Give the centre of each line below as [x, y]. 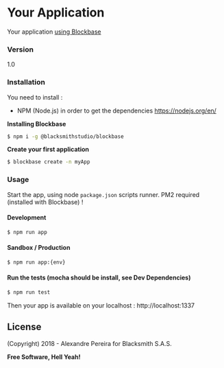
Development [27, 218]
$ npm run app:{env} [37, 262]
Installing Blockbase [37, 124]
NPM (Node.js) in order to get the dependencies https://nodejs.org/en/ [117, 111]
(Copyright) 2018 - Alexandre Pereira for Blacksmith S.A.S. [90, 343]
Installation [26, 82]
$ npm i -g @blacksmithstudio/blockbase [66, 136]
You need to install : [35, 97]
